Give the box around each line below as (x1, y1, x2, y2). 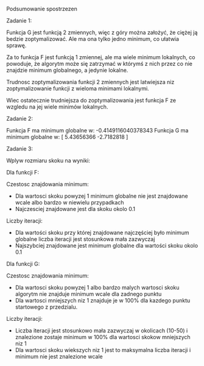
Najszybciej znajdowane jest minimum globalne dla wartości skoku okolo (15, 242, 199, 249)
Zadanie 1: (6, 17, 32, 24)
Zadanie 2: (6, 115, 33, 122)
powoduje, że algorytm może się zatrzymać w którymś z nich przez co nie (6, 60, 193, 67)
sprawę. (6, 42, 27, 49)
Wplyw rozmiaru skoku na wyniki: (6, 157, 90, 164)
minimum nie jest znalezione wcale (15, 353, 103, 360)
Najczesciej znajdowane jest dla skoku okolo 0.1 (15, 206, 136, 212)
